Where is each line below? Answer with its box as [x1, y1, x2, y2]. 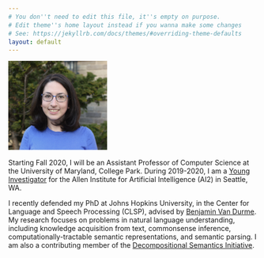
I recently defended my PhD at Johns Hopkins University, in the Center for [8, 199, 250, 208]
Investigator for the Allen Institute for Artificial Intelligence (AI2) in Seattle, [8, 175, 248, 184]
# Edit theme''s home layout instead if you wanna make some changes [8, 21, 243, 29]
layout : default [8, 38, 62, 46]
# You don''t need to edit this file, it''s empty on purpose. [8, 13, 221, 21]
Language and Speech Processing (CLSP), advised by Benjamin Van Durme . [8, 207, 257, 217]
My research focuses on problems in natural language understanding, [8, 215, 236, 225]
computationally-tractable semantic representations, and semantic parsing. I [8, 232, 257, 241]
